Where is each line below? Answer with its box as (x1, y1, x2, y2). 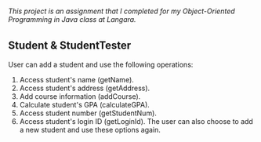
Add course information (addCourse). (19, 91, 141, 101)
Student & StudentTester (8, 39, 132, 53)
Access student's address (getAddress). (19, 83, 150, 93)
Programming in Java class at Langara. (8, 14, 136, 24)
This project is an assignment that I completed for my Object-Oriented (8, 6, 235, 16)
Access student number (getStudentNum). (19, 108, 157, 118)
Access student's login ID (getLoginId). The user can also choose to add (19, 116, 253, 126)
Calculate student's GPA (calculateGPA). (19, 100, 150, 109)
